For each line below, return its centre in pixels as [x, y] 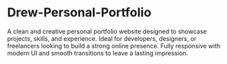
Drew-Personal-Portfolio [79, 13]
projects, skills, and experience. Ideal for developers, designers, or [102, 38]
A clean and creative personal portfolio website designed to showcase [107, 31]
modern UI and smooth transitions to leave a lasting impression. [98, 53]
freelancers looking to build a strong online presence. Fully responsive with [114, 46]
